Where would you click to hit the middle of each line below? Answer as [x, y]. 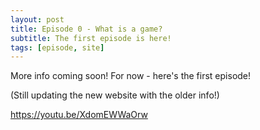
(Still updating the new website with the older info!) [115, 95]
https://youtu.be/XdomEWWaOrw [79, 115]
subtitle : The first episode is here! [91, 38]
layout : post [37, 19]
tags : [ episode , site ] [57, 47]
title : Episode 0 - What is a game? [86, 29]
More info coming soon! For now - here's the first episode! [131, 76]
